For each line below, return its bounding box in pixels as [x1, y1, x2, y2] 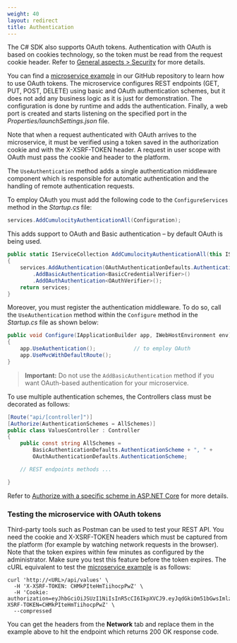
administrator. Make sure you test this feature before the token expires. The [7, 555, 227, 564]
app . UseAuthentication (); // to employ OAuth [20, 345, 191, 353]
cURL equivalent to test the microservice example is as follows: [7, 562, 191, 571]
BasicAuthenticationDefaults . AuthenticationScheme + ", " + [32, 447, 213, 454]
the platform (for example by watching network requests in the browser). [7, 540, 219, 549]
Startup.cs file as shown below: [7, 318, 99, 326]
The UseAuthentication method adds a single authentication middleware [7, 167, 217, 176]
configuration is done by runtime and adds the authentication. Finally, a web [7, 102, 228, 110]
